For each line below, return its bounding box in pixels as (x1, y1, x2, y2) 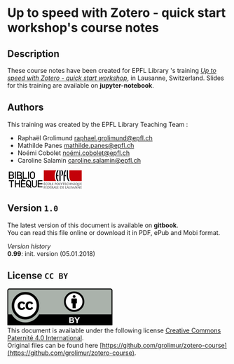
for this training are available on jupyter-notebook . (7, 81, 154, 89)
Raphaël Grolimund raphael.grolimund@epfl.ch (17, 133, 153, 142)
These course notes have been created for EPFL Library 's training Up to (7, 67, 217, 74)
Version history (7, 242, 51, 250)
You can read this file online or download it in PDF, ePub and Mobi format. (7, 228, 221, 236)
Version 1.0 (7, 202, 59, 215)
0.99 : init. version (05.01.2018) (7, 249, 96, 257)
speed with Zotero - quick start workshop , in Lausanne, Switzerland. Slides (7, 74, 224, 82)
